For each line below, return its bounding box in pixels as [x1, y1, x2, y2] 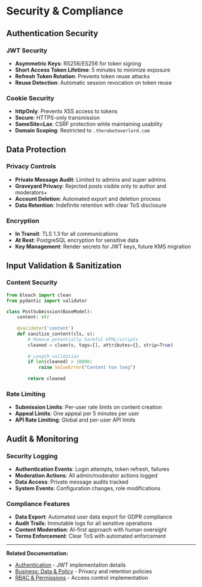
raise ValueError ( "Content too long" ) [38, 364, 136, 370]
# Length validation [28, 353, 79, 359]
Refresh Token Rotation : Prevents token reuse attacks [14, 72, 150, 79]
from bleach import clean [6, 292, 71, 298]
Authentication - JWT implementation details [14, 561, 126, 569]
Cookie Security [6, 94, 55, 102]
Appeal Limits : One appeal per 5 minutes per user [14, 410, 139, 417]
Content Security [6, 278, 58, 287]
